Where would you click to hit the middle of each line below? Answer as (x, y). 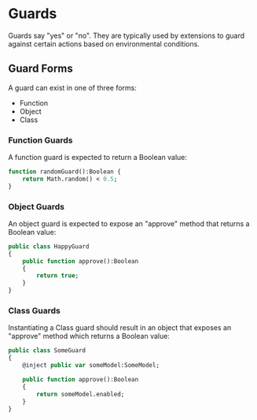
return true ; (58, 276)
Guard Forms (40, 69)
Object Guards (37, 206)
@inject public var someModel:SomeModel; (91, 366)
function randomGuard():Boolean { (65, 172)
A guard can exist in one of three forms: (73, 87)
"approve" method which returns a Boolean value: (89, 336)
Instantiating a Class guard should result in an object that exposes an (120, 328)
